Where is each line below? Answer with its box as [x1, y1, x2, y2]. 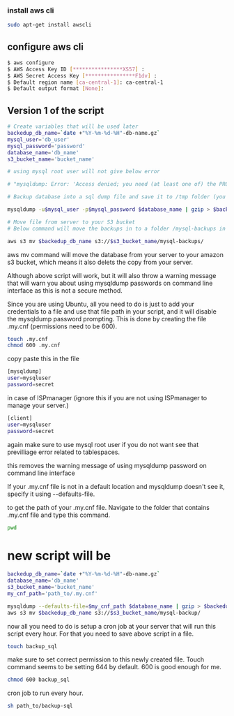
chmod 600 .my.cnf [7, 342, 61, 349]
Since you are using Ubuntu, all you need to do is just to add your [7, 300, 195, 308]
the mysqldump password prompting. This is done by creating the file [7, 314, 207, 323]
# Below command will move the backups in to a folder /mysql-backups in [7, 225, 226, 232]
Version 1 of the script [7, 104, 104, 117]
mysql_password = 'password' [7, 143, 86, 149]
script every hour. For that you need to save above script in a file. [7, 629, 194, 638]
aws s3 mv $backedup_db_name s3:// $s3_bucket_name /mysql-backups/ [7, 238, 204, 244]
